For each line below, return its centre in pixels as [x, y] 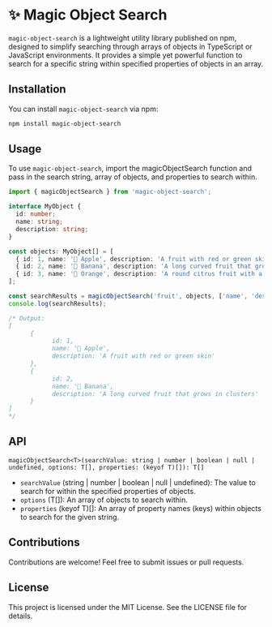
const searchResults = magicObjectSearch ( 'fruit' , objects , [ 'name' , [128, 296]
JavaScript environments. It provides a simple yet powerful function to [125, 55]
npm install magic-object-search [65, 123]
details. [21, 616]
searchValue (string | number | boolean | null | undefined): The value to [138, 482]
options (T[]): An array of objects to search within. [104, 500]
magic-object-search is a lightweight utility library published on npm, [123, 37]
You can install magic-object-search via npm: [83, 109]
